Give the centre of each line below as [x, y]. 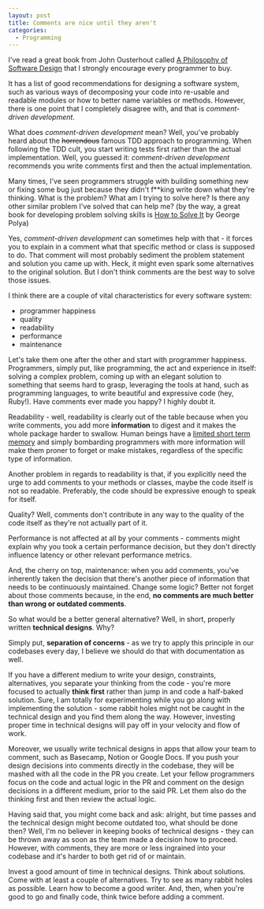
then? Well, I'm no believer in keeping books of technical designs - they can [131, 831]
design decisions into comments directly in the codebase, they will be [121, 765]
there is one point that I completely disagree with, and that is [106, 109]
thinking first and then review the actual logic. [82, 799]
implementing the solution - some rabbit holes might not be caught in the [126, 709]
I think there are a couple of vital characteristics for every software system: [130, 296]
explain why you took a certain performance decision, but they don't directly [132, 547]
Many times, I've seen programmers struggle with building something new [128, 181]
